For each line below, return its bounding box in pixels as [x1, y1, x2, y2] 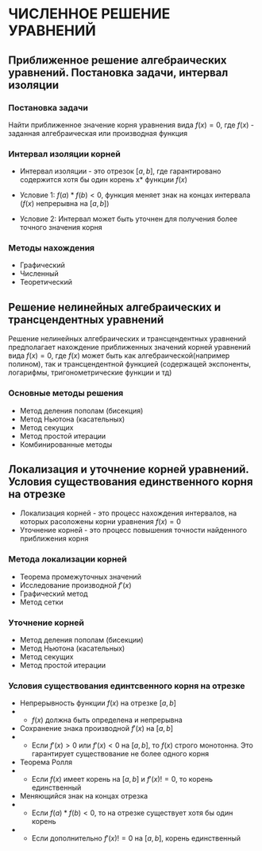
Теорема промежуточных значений [19, 572, 141, 581]
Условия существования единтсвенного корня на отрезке [8, 680, 245, 691]
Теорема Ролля [19, 757, 73, 767]
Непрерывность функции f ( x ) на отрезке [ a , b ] [19, 698, 177, 708]
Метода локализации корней [8, 554, 127, 565]
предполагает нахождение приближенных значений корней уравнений [8, 343, 252, 352]
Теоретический [19, 278, 73, 287]
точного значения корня [19, 223, 102, 232]
